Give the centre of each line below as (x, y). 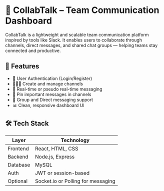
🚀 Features (22, 66)
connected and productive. (33, 50)
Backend (18, 156)
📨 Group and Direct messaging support (53, 99)
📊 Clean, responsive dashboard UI (48, 105)
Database (19, 164)
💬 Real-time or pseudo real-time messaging (57, 89)
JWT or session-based (62, 173)
